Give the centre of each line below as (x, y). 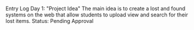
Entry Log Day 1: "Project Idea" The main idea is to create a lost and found (96, 9)
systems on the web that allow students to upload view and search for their (97, 15)
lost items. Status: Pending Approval (50, 21)
